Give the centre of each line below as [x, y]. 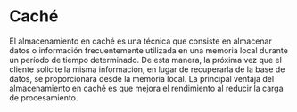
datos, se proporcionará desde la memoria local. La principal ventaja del [142, 78]
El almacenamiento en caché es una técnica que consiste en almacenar [140, 41]
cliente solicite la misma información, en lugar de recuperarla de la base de [147, 69]
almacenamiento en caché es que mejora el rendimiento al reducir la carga [146, 88]
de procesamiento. [44, 97]
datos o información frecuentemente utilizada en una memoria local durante [148, 50]
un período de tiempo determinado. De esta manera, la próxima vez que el [146, 60]
